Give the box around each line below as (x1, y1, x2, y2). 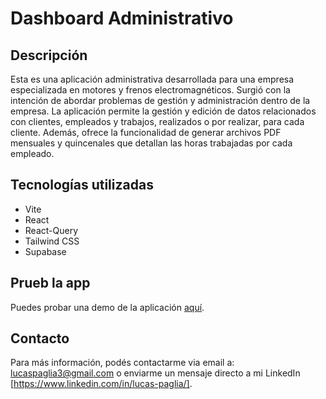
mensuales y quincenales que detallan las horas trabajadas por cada (10, 137, 293, 149)
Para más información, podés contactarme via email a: (10, 357, 235, 369)
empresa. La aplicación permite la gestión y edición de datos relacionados (10, 105, 317, 117)
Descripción (10, 47, 88, 64)
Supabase (24, 245, 67, 257)
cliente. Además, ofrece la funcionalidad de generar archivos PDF (10, 127, 282, 138)
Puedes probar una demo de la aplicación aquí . (10, 301, 205, 313)
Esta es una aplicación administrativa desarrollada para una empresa (10, 73, 295, 85)
